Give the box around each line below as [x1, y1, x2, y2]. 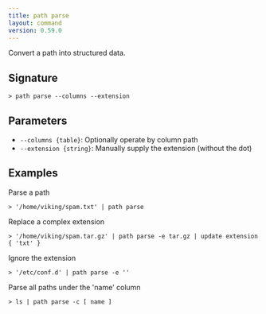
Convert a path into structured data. [8, 48, 126, 58]
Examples [8, 166, 58, 180]
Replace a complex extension [8, 216, 105, 227]
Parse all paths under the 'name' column [8, 282, 141, 292]
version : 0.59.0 [8, 26, 62, 34]
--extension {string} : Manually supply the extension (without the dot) [19, 144, 252, 153]
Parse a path [8, 188, 50, 197]
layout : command [8, 19, 62, 27]
